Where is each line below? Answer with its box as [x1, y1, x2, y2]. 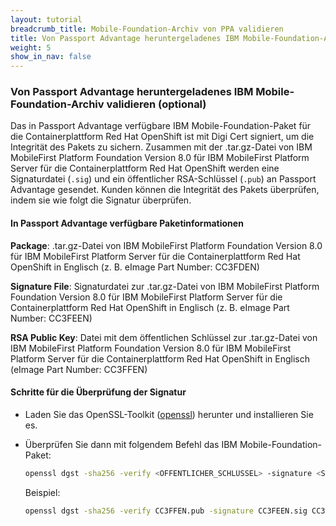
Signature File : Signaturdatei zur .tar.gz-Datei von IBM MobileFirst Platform [10, 280, 320, 292]
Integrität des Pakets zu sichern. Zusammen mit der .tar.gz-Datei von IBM [10, 141, 313, 153]
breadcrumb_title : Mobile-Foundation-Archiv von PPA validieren [10, 24, 284, 34]
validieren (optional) [106, 97, 207, 111]
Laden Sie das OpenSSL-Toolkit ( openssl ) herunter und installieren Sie [24, 408, 314, 420]
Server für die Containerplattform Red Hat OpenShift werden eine [10, 162, 280, 175]
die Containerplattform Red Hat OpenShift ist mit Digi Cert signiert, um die [10, 131, 315, 143]
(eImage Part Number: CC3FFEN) [10, 363, 148, 375]
